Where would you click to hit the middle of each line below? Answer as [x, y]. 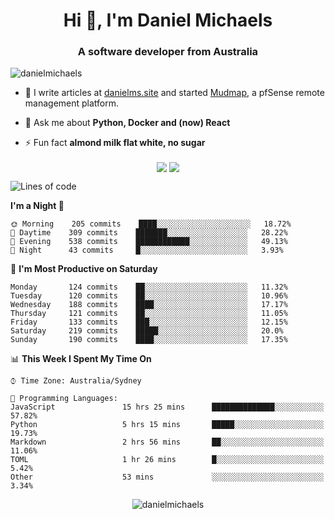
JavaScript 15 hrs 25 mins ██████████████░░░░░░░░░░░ [167, 407]
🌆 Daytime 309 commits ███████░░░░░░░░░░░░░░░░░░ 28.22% [149, 232]
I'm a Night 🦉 [37, 205]
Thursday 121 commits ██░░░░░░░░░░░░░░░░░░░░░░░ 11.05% [149, 313]
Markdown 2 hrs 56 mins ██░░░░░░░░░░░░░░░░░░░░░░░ [167, 442]
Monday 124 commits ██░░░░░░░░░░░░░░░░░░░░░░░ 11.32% [149, 287]
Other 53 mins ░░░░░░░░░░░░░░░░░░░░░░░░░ [167, 477]
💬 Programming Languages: [64, 398]
